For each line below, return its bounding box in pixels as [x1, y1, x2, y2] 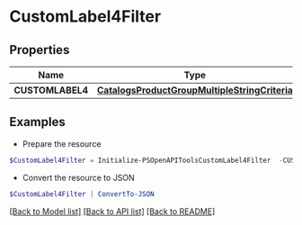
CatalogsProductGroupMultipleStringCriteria [97, 84, 294, 96]
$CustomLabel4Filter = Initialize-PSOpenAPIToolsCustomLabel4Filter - [9, 156, 283, 165]
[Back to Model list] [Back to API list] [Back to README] [9, 205, 216, 217]
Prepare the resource [22, 138, 102, 149]
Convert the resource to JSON [22, 172, 135, 183]
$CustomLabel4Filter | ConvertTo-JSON [9, 189, 155, 199]
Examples [9, 114, 66, 130]
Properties [9, 42, 70, 58]
